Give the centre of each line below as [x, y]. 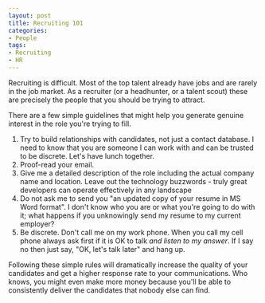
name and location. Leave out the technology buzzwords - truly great [133, 181]
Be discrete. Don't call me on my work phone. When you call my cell [131, 232]
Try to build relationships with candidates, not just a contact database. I [137, 139]
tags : [17, 45]
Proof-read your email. [57, 164]
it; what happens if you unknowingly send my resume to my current [130, 215]
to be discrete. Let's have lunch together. [87, 155]
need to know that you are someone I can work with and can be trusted [137, 148]
